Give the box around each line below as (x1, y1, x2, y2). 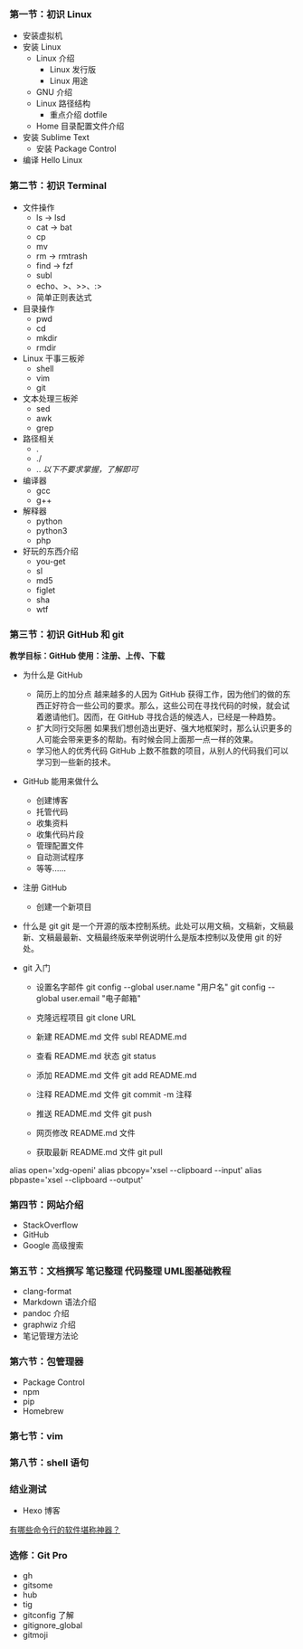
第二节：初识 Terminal (9, 179, 107, 192)
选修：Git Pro (9, 1549, 68, 1561)
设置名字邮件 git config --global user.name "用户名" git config (35, 981, 266, 992)
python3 (35, 525, 68, 535)
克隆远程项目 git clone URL (35, 1011, 137, 1023)
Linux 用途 (49, 75, 89, 87)
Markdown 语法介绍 (22, 1296, 97, 1308)
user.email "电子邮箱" (61, 992, 142, 1003)
